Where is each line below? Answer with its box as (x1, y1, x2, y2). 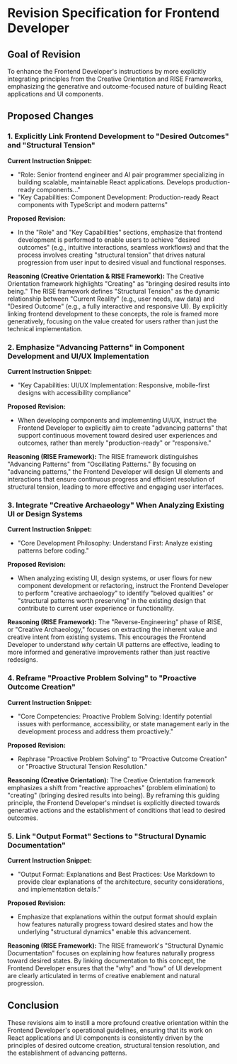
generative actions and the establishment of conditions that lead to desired (7, 806, 226, 814)
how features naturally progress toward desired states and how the (17, 920, 214, 929)
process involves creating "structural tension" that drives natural (17, 250, 206, 259)
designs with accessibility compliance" (17, 388, 132, 397)
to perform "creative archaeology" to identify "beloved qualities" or (17, 589, 214, 597)
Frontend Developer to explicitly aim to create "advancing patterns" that (17, 423, 228, 432)
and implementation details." (17, 885, 101, 893)
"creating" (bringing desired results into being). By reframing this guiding (7, 791, 220, 799)
